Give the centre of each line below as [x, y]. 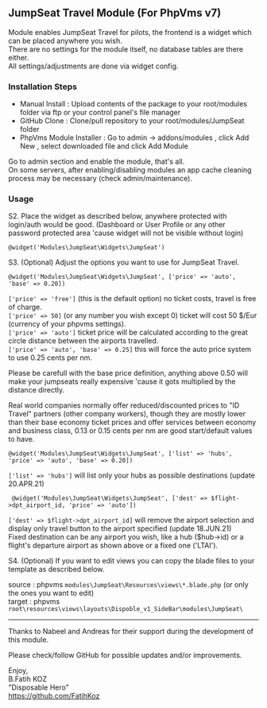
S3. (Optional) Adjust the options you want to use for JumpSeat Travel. [124, 262]
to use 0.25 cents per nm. [50, 358]
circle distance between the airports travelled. [83, 341]
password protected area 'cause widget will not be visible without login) [126, 233]
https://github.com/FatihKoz [54, 696]
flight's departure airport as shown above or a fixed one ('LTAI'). [113, 546]
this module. [29, 640]
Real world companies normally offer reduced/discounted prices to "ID [124, 405]
